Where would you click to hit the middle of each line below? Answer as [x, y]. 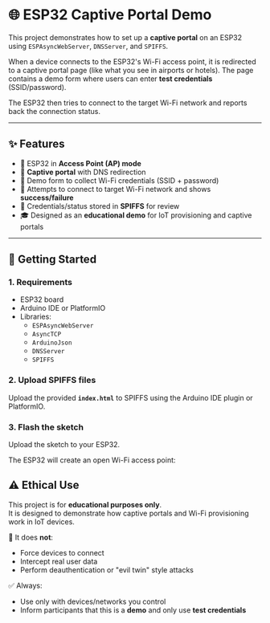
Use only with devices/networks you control [93, 601]
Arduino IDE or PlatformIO [63, 308]
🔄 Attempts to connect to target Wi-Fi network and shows [115, 189]
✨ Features [37, 144]
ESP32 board [42, 299]
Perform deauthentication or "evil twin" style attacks [107, 570]
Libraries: [36, 317]
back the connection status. [54, 111]
